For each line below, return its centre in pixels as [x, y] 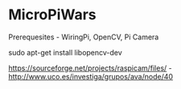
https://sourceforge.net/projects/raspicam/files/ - [90, 68]
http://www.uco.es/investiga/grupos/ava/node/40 [91, 76]
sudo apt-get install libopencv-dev [65, 52]
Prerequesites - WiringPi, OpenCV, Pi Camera [84, 37]
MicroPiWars [52, 15]
